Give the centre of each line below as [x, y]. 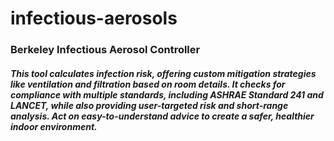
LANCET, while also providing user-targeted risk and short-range [149, 105]
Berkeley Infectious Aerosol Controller [105, 50]
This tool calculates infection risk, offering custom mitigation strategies [163, 73]
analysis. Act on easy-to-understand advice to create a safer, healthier [162, 116]
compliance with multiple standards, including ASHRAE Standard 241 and [167, 94]
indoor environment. [54, 126]
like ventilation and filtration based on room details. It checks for [148, 84]
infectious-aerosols [94, 18]
